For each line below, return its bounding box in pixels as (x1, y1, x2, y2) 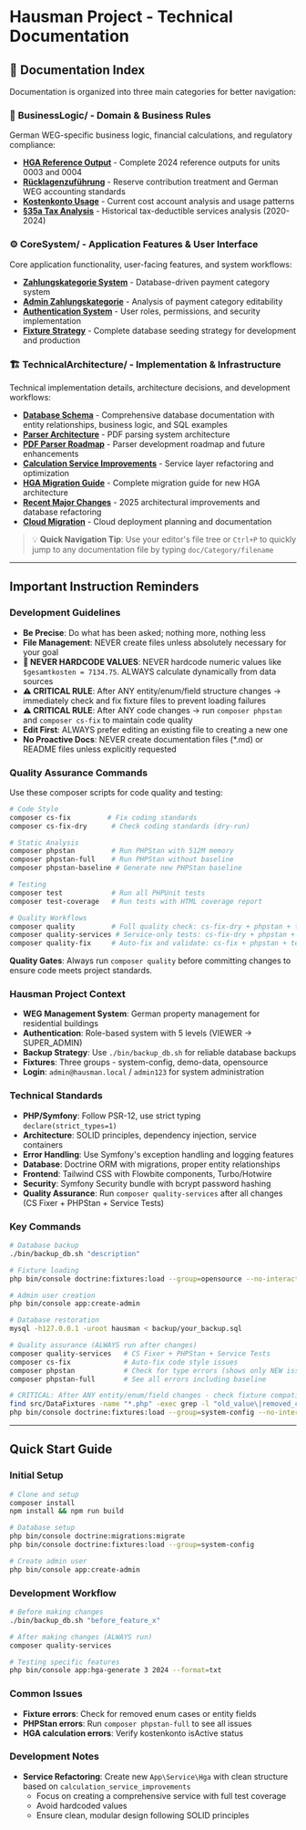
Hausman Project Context (9, 988, 126, 1001)
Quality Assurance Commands (9, 766, 148, 779)
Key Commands (9, 1220, 82, 1232)
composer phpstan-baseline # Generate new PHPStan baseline (9, 864, 243, 873)
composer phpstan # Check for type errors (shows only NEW (9, 1366, 283, 1375)
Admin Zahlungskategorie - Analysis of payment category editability (22, 296, 283, 307)
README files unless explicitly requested (22, 743, 178, 754)
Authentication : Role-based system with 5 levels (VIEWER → (22, 1028, 252, 1039)
